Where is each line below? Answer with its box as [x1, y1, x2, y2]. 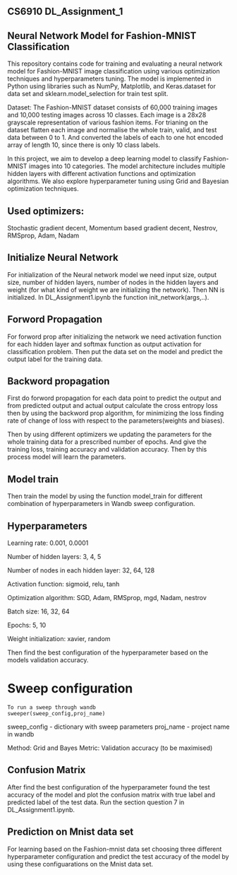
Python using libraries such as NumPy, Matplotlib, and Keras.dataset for [7, 82, 217, 90]
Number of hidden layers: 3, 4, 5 [7, 553, 102, 561]
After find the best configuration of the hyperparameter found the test [7, 782, 210, 791]
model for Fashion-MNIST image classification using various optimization [7, 67, 220, 76]
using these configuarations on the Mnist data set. [7, 859, 154, 868]
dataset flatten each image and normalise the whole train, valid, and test [7, 126, 217, 134]
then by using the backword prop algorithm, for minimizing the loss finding [7, 409, 224, 418]
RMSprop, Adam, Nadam [7, 231, 80, 240]
